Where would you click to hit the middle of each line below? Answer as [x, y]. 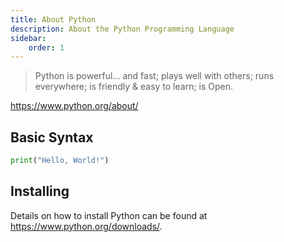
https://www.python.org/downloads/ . [86, 226]
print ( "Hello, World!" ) [60, 161]
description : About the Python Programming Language [122, 29]
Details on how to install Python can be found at [109, 215]
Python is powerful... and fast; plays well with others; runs [154, 76]
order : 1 [46, 47]
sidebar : [28, 38]
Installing [40, 191]
